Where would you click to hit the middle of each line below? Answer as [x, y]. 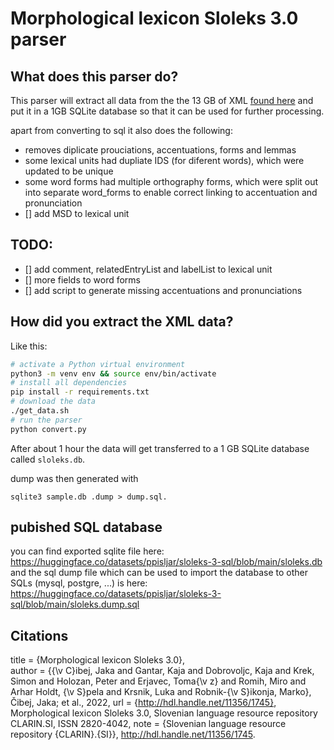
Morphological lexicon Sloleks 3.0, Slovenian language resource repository [164, 713]
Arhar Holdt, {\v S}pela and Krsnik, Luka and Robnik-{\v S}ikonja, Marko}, [161, 692]
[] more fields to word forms [82, 279]
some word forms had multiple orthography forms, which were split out [171, 181]
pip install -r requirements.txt [80, 392]
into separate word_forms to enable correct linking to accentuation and [171, 192]
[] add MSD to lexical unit [77, 213]
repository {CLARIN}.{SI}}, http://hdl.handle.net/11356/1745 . [133, 734]
